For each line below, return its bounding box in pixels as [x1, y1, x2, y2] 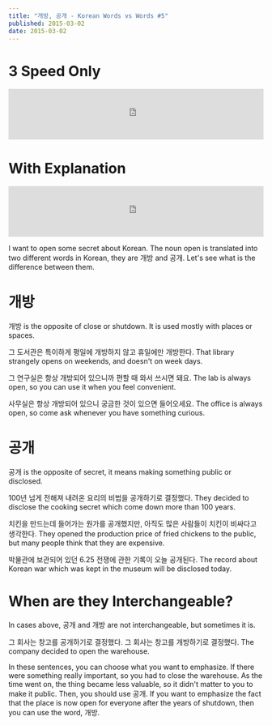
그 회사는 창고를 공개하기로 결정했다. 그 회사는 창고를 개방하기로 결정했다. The [8, 638, 255, 647]
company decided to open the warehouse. [8, 646, 150, 656]
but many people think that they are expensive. [8, 538, 165, 548]
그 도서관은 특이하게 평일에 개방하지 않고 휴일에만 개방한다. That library [8, 348, 235, 357]
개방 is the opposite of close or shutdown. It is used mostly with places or [8, 322, 253, 331]
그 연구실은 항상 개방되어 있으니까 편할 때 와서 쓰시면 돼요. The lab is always [8, 373, 251, 383]
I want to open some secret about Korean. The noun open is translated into [8, 244, 258, 254]
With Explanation [8, 159, 126, 177]
